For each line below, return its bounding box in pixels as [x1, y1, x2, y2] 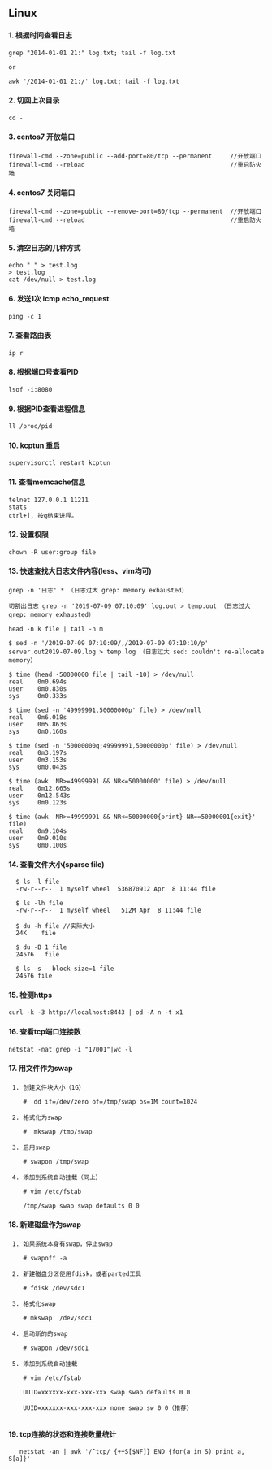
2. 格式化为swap [11, 1113, 63, 1121]
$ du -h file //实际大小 [15, 922, 95, 930]
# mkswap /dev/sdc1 [23, 1314, 93, 1323]
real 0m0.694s [8, 678, 67, 686]
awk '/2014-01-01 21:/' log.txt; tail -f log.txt [8, 77, 180, 85]
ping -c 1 [8, 312, 42, 320]
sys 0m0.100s [8, 841, 67, 850]
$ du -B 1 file [15, 943, 67, 952]
